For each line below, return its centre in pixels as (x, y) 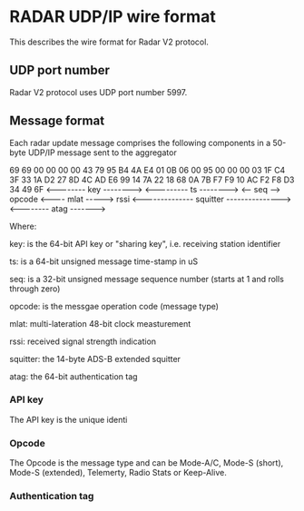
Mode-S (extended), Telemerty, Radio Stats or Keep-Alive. (118, 473)
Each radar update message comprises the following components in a (140, 142)
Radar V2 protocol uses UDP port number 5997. (98, 92)
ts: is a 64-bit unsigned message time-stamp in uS (103, 261)
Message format (57, 121)
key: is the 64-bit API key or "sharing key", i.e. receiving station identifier (145, 243)
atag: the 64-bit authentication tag (74, 376)
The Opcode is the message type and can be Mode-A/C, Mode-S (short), (147, 463)
